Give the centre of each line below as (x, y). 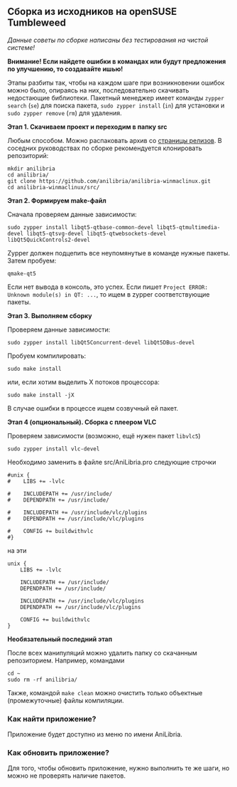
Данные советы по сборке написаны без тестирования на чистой (108, 40)
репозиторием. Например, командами (66, 660)
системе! (21, 47)
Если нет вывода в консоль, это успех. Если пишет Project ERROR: (108, 287)
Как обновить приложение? (59, 753)
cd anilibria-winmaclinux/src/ (54, 187)
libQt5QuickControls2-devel (49, 240)
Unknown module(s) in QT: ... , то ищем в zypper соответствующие (109, 294)
